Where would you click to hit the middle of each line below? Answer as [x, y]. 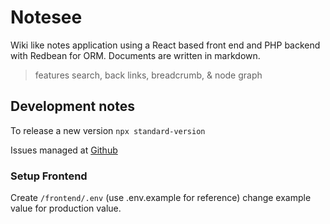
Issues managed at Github [64, 150]
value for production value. [66, 208]
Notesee [46, 17]
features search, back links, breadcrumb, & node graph [148, 75]
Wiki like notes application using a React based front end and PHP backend [165, 45]
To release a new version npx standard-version [108, 130]
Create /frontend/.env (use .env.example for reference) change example [161, 198]
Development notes [72, 106]
